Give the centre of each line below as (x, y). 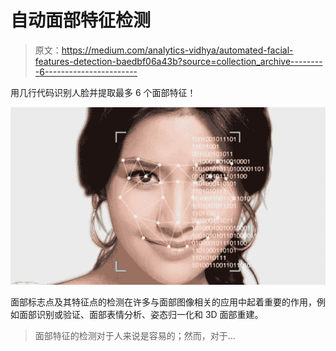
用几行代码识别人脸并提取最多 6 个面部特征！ (103, 92)
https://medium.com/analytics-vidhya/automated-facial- (177, 50)
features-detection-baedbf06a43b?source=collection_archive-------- (178, 61)
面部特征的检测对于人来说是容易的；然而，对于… (135, 336)
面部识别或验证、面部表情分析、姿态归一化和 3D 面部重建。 (141, 315)
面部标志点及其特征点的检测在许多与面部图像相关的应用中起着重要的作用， (163, 302)
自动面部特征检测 (81, 20)
